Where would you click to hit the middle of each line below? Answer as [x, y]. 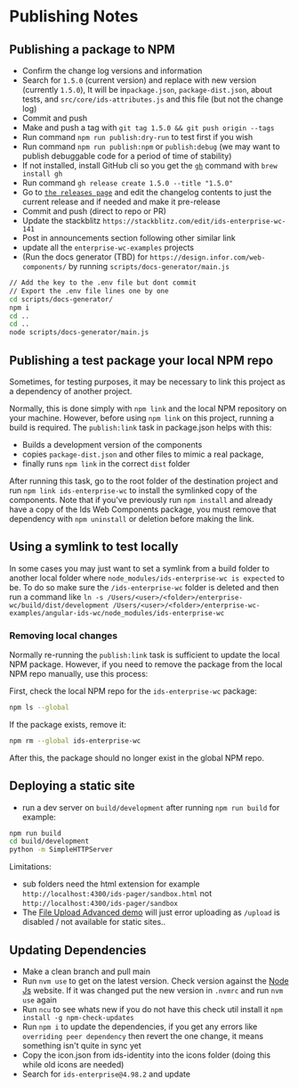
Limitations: [30, 867]
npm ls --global [39, 708]
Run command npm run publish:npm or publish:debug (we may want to [151, 146]
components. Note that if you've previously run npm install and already [141, 499]
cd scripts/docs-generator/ [61, 299]
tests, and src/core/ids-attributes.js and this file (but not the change [153, 99]
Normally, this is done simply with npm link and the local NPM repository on [148, 408]
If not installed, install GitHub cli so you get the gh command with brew [149, 165]
